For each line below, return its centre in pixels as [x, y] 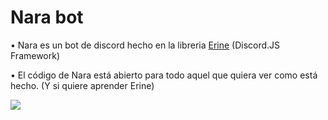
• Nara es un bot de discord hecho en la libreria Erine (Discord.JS [145, 45]
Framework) [35, 55]
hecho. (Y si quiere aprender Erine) [82, 85]
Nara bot [47, 17]
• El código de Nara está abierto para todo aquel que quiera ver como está [164, 75]
